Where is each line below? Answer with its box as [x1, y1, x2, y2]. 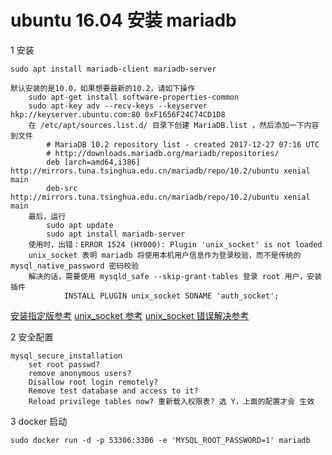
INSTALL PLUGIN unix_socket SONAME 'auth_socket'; [63, 291, 280, 301]
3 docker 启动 [10, 415, 68, 427]
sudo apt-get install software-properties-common [28, 92, 240, 102]
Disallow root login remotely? [28, 377, 159, 387]
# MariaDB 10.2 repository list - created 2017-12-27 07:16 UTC [46, 139, 320, 150]
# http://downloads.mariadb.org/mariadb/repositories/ [46, 148, 280, 158]
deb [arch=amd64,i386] [46, 157, 141, 167]
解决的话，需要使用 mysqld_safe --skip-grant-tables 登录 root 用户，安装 [28, 271, 323, 281]
